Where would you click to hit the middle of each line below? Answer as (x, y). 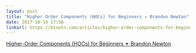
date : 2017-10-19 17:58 (35, 22)
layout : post (22, 11)
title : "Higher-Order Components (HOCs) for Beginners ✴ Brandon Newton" (98, 17)
